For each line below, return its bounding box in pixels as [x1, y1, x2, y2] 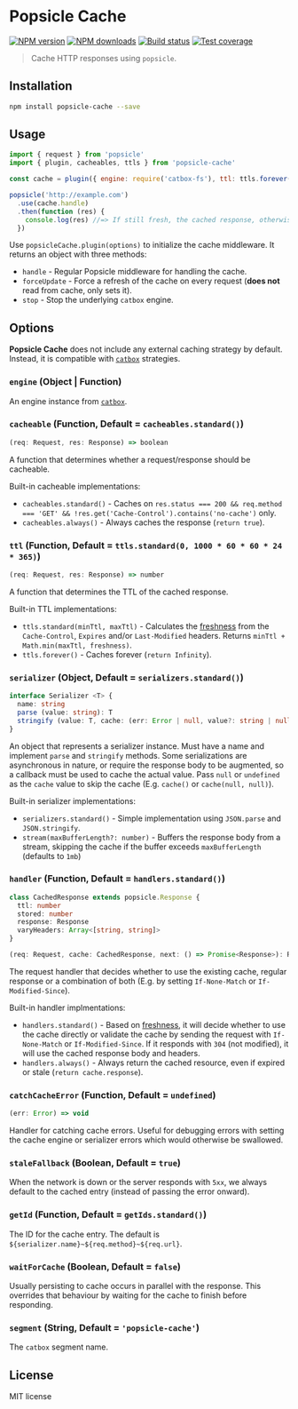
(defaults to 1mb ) [21, 850, 82, 861]
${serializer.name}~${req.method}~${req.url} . [9, 1238, 183, 1249]
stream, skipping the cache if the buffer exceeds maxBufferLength [21, 841, 262, 852]
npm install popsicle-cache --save [9, 102, 141, 111]
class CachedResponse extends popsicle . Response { [9, 893, 200, 902]
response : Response [17, 918, 90, 927]
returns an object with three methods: [9, 249, 147, 259]
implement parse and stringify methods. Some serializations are [9, 750, 247, 760]
